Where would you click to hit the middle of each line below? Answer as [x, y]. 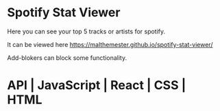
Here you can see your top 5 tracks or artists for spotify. [86, 31]
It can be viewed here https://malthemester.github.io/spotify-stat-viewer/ [110, 44]
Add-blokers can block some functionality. [67, 58]
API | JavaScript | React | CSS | [97, 85]
